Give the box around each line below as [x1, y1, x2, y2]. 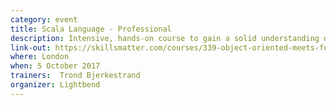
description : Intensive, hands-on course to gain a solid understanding [10, 33, 320, 43]
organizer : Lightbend [10, 80, 101, 90]
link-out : [10, 42, 52, 53]
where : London [10, 52, 70, 62]
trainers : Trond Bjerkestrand [10, 71, 141, 81]
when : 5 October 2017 [10, 61, 101, 71]
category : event [10, 14, 78, 25]
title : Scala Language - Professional [10, 24, 172, 34]
